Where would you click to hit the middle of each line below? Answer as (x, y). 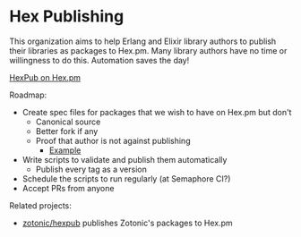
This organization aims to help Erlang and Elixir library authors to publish (143, 41)
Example (65, 150)
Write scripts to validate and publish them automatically (125, 159)
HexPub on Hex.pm (45, 77)
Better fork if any (67, 131)
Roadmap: (28, 95)
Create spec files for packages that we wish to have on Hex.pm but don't (157, 112)
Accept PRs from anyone (68, 188)
